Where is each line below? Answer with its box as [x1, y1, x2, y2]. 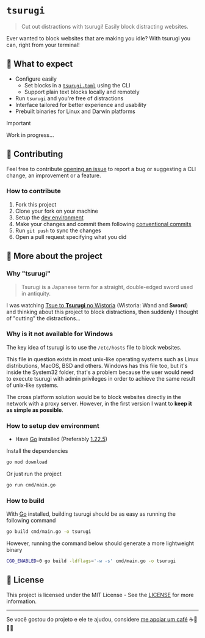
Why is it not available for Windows [6, 329, 113, 338]
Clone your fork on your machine [15, 207, 99, 215]
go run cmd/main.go [6, 482, 56, 488]
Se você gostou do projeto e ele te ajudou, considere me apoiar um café [6, 615, 188, 623]
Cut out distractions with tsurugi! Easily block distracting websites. [21, 23, 189, 30]
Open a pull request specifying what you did [15, 233, 127, 240]
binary [6, 546, 23, 554]
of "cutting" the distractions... [6, 314, 81, 322]
